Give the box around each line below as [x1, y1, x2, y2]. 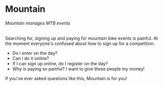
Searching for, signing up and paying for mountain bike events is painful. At [5, 36, 158, 42]
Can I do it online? [12, 55, 49, 61]
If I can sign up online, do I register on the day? [12, 61, 108, 67]
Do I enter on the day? [12, 50, 58, 56]
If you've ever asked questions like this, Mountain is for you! [5, 76, 127, 82]
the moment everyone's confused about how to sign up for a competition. [5, 41, 155, 46]
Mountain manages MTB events [5, 20, 71, 26]
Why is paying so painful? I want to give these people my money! [12, 66, 145, 72]
